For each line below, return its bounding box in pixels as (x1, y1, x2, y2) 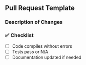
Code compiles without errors (12, 43, 72, 49)
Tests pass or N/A (12, 49, 48, 55)
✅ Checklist (5, 32, 34, 39)
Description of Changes (5, 19, 63, 26)
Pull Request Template (5, 4, 75, 12)
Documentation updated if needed (12, 54, 82, 60)
